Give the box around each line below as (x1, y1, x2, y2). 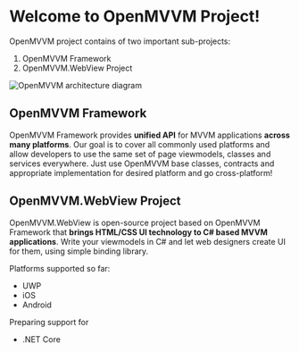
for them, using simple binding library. (9, 246, 149, 256)
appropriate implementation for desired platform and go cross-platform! (9, 167, 273, 178)
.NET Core (21, 333, 61, 345)
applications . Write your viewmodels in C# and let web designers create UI (9, 236, 287, 247)
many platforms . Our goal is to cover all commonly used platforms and (9, 138, 270, 149)
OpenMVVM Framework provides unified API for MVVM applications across (9, 130, 290, 140)
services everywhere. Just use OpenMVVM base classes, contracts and (9, 158, 275, 169)
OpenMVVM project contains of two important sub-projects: (9, 36, 231, 46)
